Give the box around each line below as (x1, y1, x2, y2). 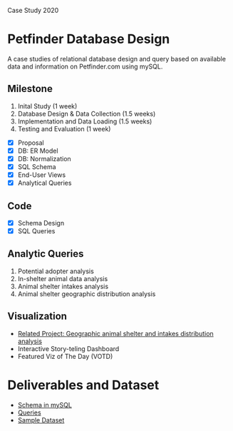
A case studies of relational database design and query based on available (7, 54, 227, 63)
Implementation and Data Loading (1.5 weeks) (17, 117, 152, 126)
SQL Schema (17, 162, 56, 171)
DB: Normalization (17, 154, 71, 163)
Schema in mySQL (17, 400, 73, 409)
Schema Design (17, 218, 65, 227)
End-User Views (17, 171, 66, 179)
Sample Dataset (17, 415, 65, 424)
